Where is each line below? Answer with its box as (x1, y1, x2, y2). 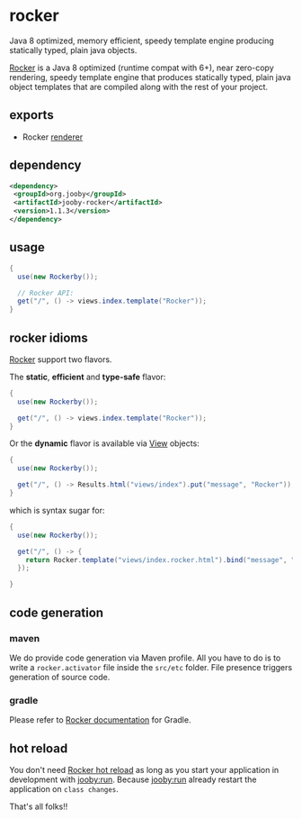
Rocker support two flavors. (9, 353, 112, 365)
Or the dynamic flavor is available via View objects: (9, 438, 200, 449)
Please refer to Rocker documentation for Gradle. (9, 714, 191, 725)
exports (9, 107, 54, 123)
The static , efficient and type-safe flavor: (9, 371, 166, 382)
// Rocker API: (17, 288, 75, 297)
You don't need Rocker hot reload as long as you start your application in (9, 764, 280, 775)
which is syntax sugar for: (9, 505, 105, 515)
